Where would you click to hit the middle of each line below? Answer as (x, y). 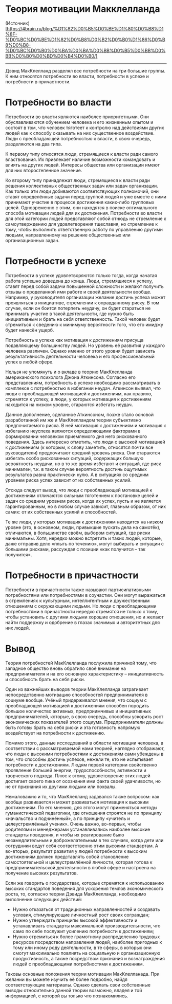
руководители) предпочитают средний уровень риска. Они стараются (83, 452)
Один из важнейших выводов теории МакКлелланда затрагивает (77, 689)
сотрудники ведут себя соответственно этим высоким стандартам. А (82, 846)
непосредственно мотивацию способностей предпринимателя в (77, 695)
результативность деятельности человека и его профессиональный (80, 356)
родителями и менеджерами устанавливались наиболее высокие (78, 829)
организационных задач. (33, 240)
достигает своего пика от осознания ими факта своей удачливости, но (83, 781)
